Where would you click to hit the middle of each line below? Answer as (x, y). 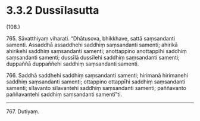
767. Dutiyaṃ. (23, 111)
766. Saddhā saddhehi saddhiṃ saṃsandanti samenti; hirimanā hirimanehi (97, 75)
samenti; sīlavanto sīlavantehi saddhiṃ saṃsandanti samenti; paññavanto (96, 88)
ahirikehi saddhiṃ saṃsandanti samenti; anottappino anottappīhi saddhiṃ (97, 51)
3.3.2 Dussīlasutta (53, 10)
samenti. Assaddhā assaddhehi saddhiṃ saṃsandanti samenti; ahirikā (92, 45)
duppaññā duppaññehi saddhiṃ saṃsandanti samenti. (73, 64)
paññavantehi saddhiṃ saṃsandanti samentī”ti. (64, 94)
